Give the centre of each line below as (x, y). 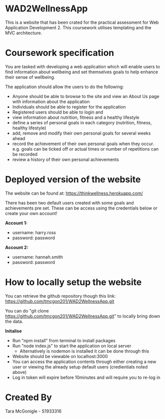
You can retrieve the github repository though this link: (61, 296)
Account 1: (16, 223)
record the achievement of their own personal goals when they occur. (83, 144)
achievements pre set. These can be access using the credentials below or (81, 208)
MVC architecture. (24, 33)
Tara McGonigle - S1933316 (33, 411)
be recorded (25, 154)
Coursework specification (60, 53)
